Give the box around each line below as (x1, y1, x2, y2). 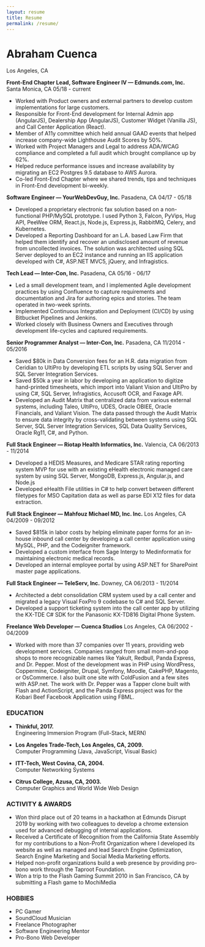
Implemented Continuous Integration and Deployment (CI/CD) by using (15, 308, 194, 315)
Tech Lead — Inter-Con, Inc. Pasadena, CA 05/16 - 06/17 (6, 270, 151, 277)
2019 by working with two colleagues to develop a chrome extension (15, 820, 188, 827)
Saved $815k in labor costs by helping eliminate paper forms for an (15, 528, 184, 536)
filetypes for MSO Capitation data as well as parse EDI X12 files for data (15, 492, 196, 500)
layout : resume (6, 9, 45, 15)
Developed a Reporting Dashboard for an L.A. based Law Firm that (15, 232, 184, 239)
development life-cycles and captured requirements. (15, 327, 148, 335)
